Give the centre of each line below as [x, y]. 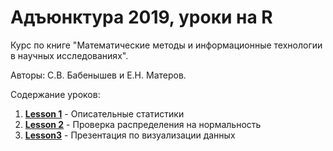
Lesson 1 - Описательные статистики [104, 113]
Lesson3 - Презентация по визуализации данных [130, 135]
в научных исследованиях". [69, 55]
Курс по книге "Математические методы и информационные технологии [166, 45]
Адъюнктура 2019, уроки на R [141, 17]
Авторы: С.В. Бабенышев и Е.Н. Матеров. [98, 75]
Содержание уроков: [55, 94]
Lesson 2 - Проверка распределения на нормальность [143, 124]
